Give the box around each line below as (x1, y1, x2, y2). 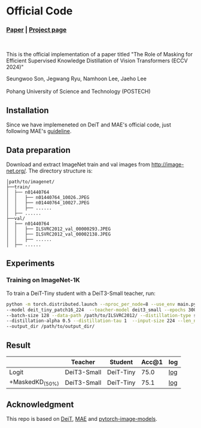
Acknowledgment (6, 399, 74, 409)
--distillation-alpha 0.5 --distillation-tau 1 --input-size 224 (6, 318, 175, 324)
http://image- (151, 161, 184, 168)
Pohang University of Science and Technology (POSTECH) (6, 88, 151, 95)
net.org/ (6, 167, 26, 174)
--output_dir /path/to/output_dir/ (6, 324, 95, 330)
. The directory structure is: (25, 167, 93, 174)
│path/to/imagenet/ (6, 179, 55, 185)
